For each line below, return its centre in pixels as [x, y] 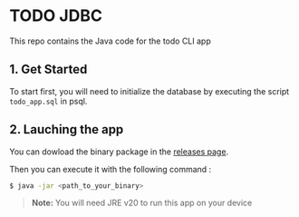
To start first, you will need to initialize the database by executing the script [149, 91]
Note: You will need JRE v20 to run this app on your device [142, 203]
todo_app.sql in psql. [48, 101]
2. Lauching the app [67, 129]
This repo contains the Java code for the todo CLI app [110, 41]
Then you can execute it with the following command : [111, 169]
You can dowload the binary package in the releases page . [119, 152]
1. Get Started [48, 69]
